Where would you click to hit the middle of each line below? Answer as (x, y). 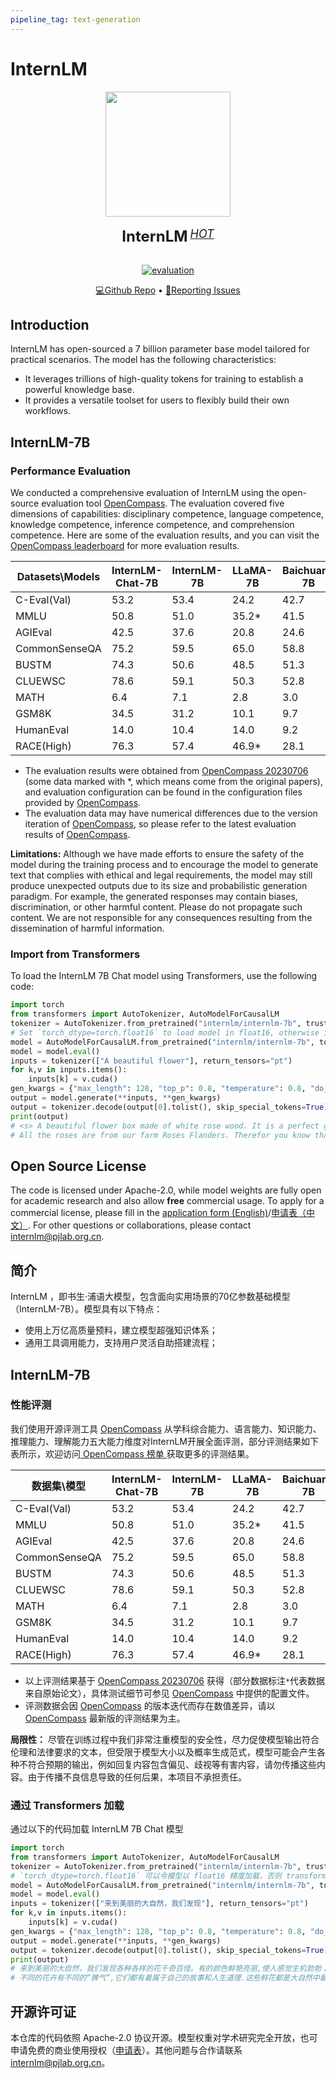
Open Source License (78, 1166)
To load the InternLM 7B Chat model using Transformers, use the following (164, 976)
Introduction (50, 324)
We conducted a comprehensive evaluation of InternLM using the (145, 493)
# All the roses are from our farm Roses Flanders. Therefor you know (160, 1135)
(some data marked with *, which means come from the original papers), (173, 782)
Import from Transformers (75, 954)
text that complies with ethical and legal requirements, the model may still (161, 875)
